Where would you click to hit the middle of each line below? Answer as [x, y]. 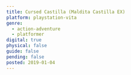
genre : [14, 23]
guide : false [23, 51]
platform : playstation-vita [42, 18]
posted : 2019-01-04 [31, 62]
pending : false [25, 57]
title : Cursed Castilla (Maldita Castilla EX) [66, 12]
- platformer [28, 34]
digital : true [24, 40]
